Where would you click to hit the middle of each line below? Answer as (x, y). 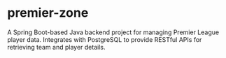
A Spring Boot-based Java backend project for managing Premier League (113, 32)
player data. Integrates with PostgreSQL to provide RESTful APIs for (105, 39)
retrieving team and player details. (56, 47)
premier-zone (48, 13)
